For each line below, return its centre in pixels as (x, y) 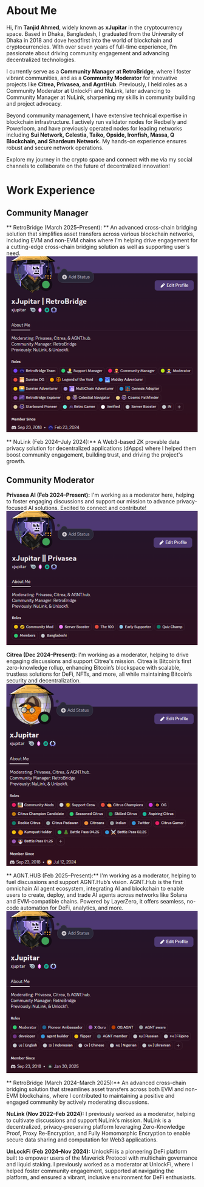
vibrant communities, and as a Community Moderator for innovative (92, 78)
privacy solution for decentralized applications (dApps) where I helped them (101, 448)
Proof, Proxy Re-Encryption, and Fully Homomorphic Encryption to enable (98, 1133)
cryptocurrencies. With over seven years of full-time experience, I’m (92, 47)
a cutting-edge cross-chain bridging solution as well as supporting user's (98, 247)
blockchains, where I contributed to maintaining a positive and (97, 1095)
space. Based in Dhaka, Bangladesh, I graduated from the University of (95, 33)
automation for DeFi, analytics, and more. (72, 908)
